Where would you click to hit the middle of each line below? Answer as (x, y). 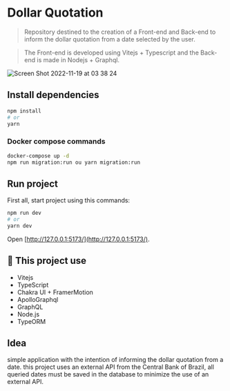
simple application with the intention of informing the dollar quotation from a (115, 360)
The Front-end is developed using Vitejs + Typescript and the (111, 53)
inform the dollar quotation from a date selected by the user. (109, 39)
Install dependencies (53, 95)
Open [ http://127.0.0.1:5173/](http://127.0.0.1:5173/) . (78, 239)
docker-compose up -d (38, 156)
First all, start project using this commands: (68, 200)
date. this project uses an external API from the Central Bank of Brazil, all (111, 367)
